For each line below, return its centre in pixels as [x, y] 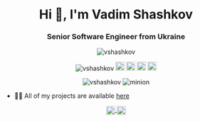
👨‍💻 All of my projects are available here [72, 96]
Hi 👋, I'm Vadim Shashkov [116, 15]
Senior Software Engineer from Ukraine [116, 37]
